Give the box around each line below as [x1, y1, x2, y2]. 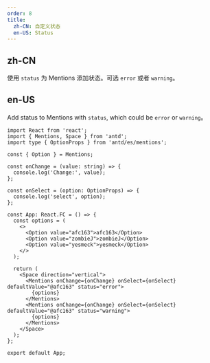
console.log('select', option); [13, 193, 106, 200]
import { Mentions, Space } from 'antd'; [7, 133, 128, 140]
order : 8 [7, 10, 32, 17]
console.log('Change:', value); [13, 169, 106, 176]
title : [7, 16, 26, 23]
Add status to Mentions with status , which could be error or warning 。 [7, 113, 207, 121]
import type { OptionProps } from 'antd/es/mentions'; [7, 139, 167, 146]
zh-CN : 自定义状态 [13, 23, 60, 30]
